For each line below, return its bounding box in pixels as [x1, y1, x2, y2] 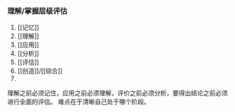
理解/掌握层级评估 [7, 6, 68, 15]
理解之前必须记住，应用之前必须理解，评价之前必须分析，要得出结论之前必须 [7, 89, 228, 97]
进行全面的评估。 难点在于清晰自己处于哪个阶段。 [7, 97, 150, 106]
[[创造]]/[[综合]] [17, 67, 63, 75]
